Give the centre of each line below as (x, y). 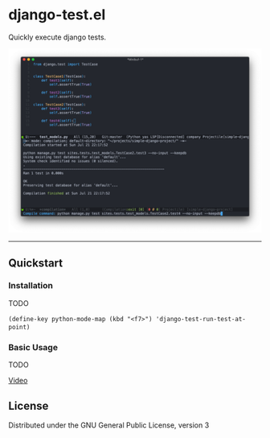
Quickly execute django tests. (57, 37)
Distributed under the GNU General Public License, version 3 (109, 425)
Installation (31, 286)
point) (19, 327)
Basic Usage (33, 347)
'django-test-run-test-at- (201, 319)
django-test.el (57, 15)
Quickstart (36, 263)
